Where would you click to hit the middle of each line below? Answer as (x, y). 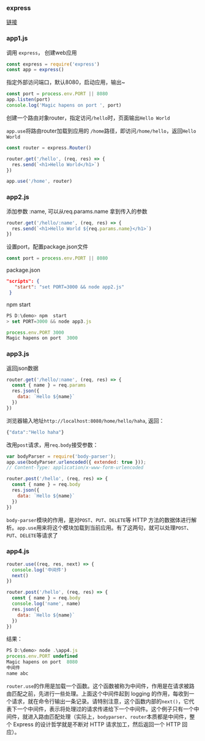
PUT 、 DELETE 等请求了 (32, 535)
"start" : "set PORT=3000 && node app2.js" (69, 287)
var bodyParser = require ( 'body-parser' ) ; (61, 456)
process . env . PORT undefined (42, 656)
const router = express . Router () (49, 148)
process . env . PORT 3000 (35, 332)
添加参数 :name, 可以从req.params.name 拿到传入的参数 (77, 211)
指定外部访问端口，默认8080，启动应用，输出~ (66, 82)
